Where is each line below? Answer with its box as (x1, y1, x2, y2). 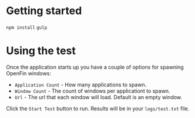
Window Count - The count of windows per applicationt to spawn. (14, 87, 170, 95)
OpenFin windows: (6, 69, 52, 77)
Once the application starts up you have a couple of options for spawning (6, 63, 184, 70)
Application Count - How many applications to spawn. (14, 81, 147, 88)
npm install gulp (6, 25, 48, 31)
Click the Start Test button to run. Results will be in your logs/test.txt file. (6, 104, 190, 112)
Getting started (6, 4, 82, 18)
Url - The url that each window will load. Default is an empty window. (14, 93, 183, 100)
